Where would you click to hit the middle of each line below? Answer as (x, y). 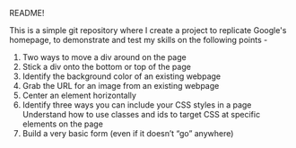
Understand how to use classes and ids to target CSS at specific (141, 114)
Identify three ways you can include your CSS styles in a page (137, 105)
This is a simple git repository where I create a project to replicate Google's (148, 30)
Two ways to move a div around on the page (104, 57)
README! (27, 13)
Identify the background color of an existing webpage (122, 76)
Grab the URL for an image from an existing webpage (121, 86)
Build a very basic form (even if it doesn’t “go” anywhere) (128, 133)
